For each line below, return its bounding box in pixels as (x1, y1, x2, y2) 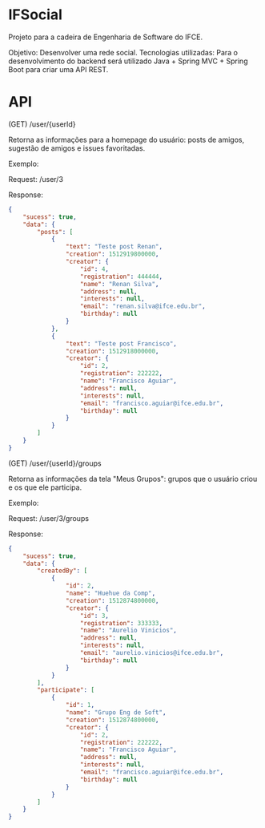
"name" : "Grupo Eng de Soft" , (65, 709, 167, 717)
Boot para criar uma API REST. (8, 64, 109, 74)
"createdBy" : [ (37, 567, 88, 575)
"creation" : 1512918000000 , (65, 347, 159, 355)
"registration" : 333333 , (79, 619, 163, 627)
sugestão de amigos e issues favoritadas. (8, 143, 146, 153)
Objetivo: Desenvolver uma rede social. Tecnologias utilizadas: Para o (8, 47, 239, 57)
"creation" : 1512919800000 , (65, 250, 159, 258)
